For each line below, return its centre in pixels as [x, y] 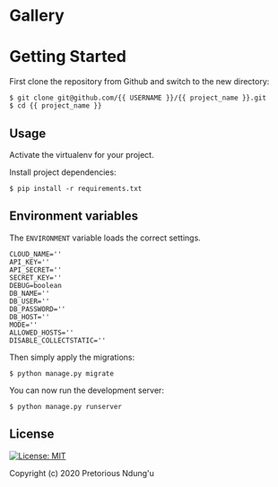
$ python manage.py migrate [62, 373]
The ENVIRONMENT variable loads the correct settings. [105, 238]
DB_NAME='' [30, 293]
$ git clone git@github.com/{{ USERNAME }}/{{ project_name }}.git [138, 98]
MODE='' [24, 325]
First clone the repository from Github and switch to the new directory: [139, 82]
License [32, 435]
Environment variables [74, 216]
